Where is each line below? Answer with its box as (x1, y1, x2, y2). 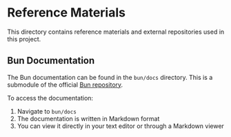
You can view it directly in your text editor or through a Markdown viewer (17, 122, 224, 130)
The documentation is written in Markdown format (17, 114, 160, 123)
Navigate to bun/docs (17, 107, 77, 115)
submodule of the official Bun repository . (7, 81, 123, 89)
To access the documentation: (7, 94, 94, 102)
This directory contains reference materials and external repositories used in (7, 28, 225, 36)
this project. (7, 34, 41, 43)
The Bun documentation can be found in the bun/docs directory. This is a (7, 73, 213, 81)
